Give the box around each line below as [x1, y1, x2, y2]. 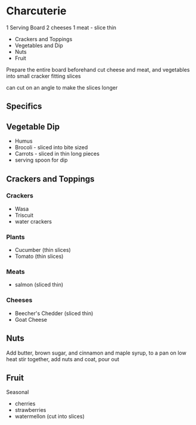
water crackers [14, 218, 52, 225]
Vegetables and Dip [14, 42, 64, 49]
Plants [6, 233, 25, 241]
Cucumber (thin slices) [14, 247, 71, 254]
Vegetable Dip [6, 121, 60, 132]
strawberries [14, 406, 46, 414]
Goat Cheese [14, 316, 48, 323]
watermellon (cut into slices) [14, 413, 85, 420]
